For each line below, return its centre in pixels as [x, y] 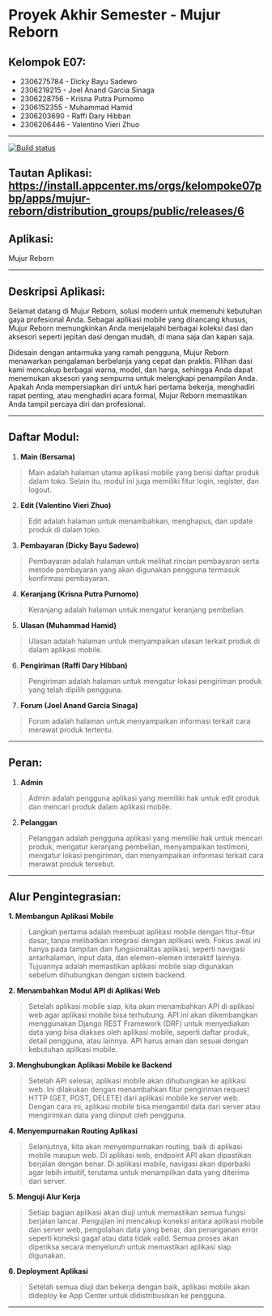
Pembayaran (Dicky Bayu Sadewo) [79, 545]
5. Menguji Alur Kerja [45, 1197]
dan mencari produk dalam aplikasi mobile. [100, 806]
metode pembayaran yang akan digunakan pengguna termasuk [134, 570]
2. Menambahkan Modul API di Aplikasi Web [84, 991]
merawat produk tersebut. [72, 864]
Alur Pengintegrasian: [65, 897]
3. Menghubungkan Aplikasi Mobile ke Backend [90, 1065]
